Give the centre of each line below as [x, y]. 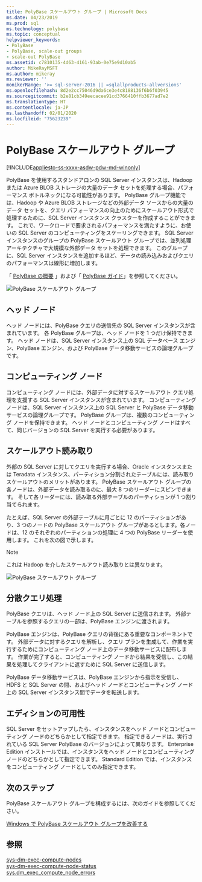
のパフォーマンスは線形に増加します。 [54, 263]
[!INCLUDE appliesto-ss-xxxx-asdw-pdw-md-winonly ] [73, 167]
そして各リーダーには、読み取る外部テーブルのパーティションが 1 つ [102, 497]
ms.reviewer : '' [27, 79]
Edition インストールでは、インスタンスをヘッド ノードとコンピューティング [100, 752]
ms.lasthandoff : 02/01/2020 [42, 113]
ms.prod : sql [23, 23]
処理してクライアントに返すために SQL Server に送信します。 [93, 664]
